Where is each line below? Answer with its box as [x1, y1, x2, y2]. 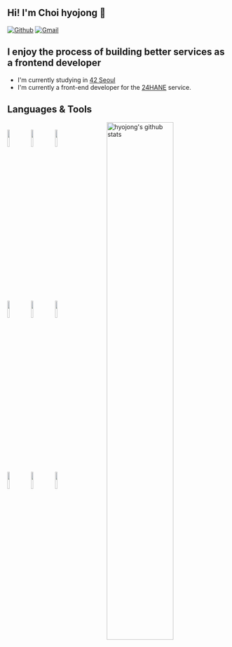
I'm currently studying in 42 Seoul [17, 75, 116, 84]
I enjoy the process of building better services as [7, 46, 225, 58]
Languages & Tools [7, 103, 93, 116]
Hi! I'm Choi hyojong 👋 [7, 7, 107, 19]
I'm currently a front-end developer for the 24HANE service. [17, 83, 191, 91]
